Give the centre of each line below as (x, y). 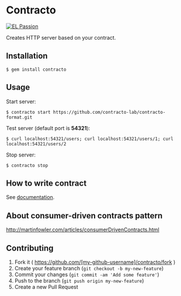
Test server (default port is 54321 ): (48, 128)
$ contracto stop (27, 165)
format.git (19, 117)
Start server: (21, 101)
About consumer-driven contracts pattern (84, 216)
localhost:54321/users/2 (36, 144)
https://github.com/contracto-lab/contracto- (109, 112)
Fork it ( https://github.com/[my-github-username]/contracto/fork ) (95, 262)
